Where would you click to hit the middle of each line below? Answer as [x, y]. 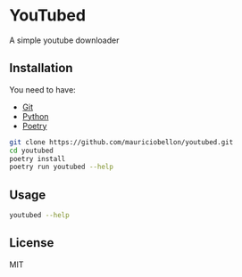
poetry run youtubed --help [62, 167]
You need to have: [42, 89]
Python [35, 116]
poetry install [38, 159]
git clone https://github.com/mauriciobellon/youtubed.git [121, 142]
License [32, 243]
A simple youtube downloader [64, 40]
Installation [41, 68]
